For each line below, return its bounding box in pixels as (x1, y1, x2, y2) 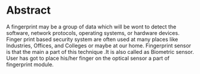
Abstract (6, 4, 51, 17)
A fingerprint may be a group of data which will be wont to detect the (6, 23, 177, 30)
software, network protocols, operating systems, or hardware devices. (6, 29, 180, 36)
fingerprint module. (6, 60, 54, 68)
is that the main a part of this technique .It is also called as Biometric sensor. (6, 48, 195, 55)
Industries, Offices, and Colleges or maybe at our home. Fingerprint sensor (6, 42, 192, 49)
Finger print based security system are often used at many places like (6, 36, 178, 43)
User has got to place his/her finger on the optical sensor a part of (6, 54, 169, 62)
